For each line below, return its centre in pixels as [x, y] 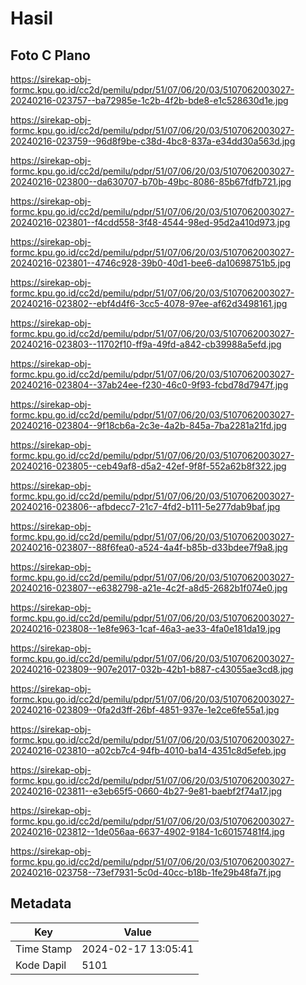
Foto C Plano [50, 55]
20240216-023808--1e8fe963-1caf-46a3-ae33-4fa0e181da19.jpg [146, 628]
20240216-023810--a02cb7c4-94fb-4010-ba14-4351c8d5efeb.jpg [148, 750]
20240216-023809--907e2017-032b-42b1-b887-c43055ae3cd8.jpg [152, 669]
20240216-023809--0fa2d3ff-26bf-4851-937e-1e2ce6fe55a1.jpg [145, 710]
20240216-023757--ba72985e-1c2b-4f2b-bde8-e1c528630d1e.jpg [149, 100]
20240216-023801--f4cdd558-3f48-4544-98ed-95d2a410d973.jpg [150, 222]
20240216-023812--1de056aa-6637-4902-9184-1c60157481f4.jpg [147, 831]
